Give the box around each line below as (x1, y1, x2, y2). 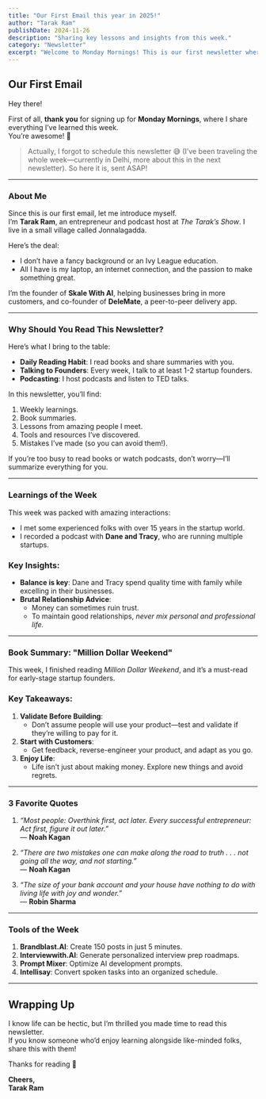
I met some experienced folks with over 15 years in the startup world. (19, 523, 245, 532)
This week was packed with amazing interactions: (8, 507, 171, 517)
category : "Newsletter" (8, 41, 87, 49)
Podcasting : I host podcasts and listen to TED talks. (19, 374, 189, 384)
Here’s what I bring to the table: (8, 342, 111, 351)
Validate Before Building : (19, 711, 104, 721)
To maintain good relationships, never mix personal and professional (31, 611, 256, 621)
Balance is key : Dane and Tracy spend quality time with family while (19, 578, 243, 587)
